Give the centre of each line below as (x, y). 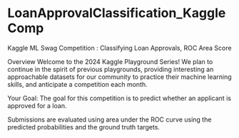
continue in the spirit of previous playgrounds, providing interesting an (111, 69)
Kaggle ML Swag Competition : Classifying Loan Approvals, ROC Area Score (119, 48)
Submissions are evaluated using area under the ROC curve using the (110, 120)
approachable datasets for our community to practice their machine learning (119, 77)
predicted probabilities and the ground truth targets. (84, 127)
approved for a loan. (37, 105)
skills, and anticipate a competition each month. (77, 84)
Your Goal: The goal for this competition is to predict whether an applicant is (119, 98)
